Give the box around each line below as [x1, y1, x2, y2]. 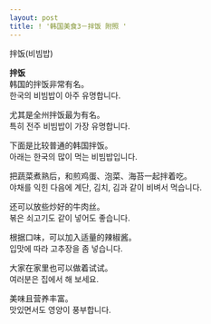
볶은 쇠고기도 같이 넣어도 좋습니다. [9, 212, 130, 223]
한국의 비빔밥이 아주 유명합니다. [9, 90, 121, 101]
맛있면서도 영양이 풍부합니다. [9, 304, 111, 315]
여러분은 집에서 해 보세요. [9, 273, 100, 284]
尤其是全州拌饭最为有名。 [9, 109, 105, 120]
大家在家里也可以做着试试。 [9, 262, 113, 273]
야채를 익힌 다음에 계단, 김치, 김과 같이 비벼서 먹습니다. [9, 182, 202, 192]
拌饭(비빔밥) [9, 47, 53, 59]
